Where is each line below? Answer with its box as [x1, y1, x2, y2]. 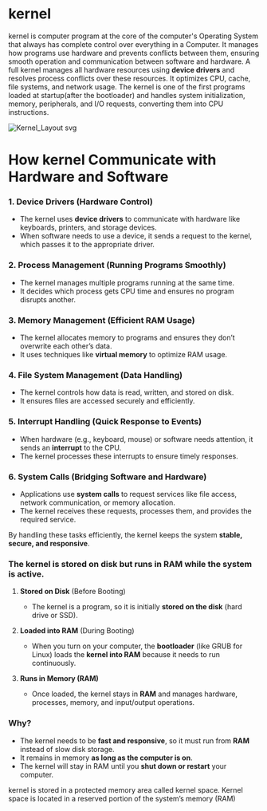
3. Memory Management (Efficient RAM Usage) [8, 314, 195, 325]
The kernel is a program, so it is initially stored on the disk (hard [31, 602, 242, 612]
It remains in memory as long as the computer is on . [19, 753, 193, 762]
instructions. [8, 107, 49, 116]
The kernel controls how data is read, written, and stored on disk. [19, 388, 234, 397]
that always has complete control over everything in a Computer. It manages [8, 39, 259, 49]
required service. [19, 514, 77, 524]
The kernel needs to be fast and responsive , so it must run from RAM [19, 735, 249, 746]
